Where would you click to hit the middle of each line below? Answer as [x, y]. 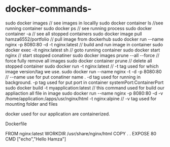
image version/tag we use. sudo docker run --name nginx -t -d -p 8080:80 [83, 71]
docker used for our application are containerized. [58, 114]
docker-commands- [48, 9]
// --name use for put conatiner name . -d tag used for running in [73, 77]
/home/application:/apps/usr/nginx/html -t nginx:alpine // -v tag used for [81, 98]
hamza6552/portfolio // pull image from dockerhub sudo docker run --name [84, 39]
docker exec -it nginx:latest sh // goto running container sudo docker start [83, 50]
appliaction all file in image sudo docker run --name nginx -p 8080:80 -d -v [84, 93]
